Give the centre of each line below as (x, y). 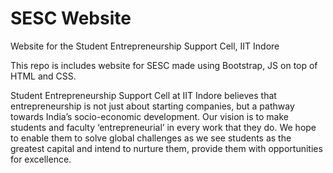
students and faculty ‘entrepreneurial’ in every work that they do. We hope (163, 127)
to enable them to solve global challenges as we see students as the (151, 138)
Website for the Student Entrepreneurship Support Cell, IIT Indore (145, 46)
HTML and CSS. (43, 76)
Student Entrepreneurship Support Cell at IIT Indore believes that (143, 95)
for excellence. (41, 159)
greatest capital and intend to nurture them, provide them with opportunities (166, 148)
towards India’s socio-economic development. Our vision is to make (149, 116)
